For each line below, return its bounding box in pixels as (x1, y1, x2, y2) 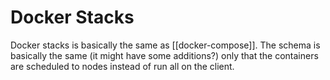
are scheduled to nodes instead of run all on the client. (10, 60, 235, 72)
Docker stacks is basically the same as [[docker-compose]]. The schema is (10, 39, 321, 51)
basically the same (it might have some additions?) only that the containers (10, 49, 319, 61)
